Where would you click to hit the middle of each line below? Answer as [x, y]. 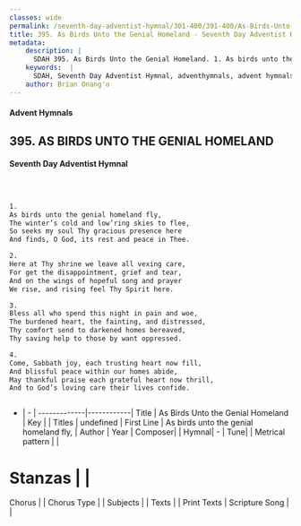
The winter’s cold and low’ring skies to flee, [100, 223]
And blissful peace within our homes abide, [94, 371]
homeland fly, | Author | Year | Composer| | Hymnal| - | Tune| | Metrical [154, 432]
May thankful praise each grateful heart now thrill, [112, 380]
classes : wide [36, 17]
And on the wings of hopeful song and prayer [95, 280]
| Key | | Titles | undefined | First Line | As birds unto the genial [138, 423]
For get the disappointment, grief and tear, [95, 272]
